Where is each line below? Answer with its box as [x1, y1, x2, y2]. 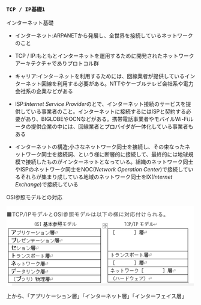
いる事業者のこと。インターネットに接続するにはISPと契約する [31, 108, 187, 116]
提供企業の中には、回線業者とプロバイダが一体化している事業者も [31, 123, 194, 131]
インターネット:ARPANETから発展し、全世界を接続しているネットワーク [14, 32, 193, 39]
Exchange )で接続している [14, 181, 79, 188]
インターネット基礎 [6, 19, 54, 26]
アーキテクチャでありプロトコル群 [14, 60, 99, 67]
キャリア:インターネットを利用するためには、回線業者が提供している [14, 73, 185, 80]
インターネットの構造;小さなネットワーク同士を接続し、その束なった [14, 143, 185, 150]
